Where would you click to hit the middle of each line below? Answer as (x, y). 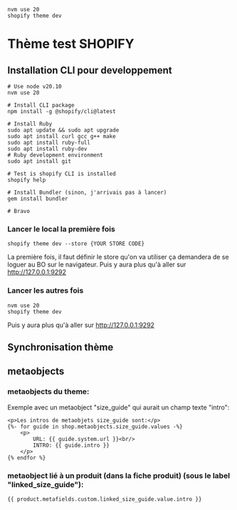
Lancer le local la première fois (61, 229)
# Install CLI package (41, 105)
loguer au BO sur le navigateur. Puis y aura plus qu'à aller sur (97, 265)
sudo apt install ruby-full (49, 142)
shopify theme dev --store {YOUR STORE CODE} (76, 244)
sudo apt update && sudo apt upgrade (63, 130)
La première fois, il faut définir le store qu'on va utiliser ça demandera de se (118, 257)
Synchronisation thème (60, 347)
